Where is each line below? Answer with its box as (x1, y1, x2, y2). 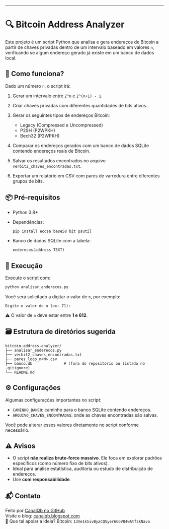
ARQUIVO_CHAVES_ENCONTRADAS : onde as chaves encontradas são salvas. (12, 412, 158, 418)
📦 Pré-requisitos (5, 193, 60, 202)
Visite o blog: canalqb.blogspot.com (5, 513, 80, 519)
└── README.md (5, 370, 35, 375)
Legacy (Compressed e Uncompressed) (20, 122, 103, 128)
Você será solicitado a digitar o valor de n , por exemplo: (5, 294, 121, 300)
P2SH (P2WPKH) (20, 127, 55, 134)
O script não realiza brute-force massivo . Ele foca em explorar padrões (12, 455, 162, 461)
